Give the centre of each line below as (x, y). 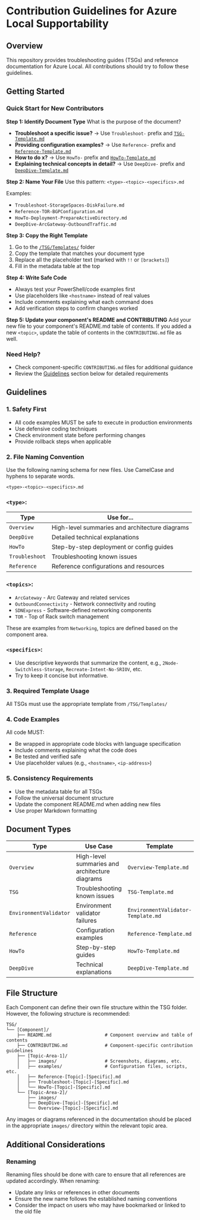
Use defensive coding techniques (56, 429)
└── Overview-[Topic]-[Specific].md (73, 1108)
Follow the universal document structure (64, 798)
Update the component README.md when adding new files (88, 804)
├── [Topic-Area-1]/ (42, 1056)
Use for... (120, 518)
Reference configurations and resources (108, 567)
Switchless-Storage (39, 669)
